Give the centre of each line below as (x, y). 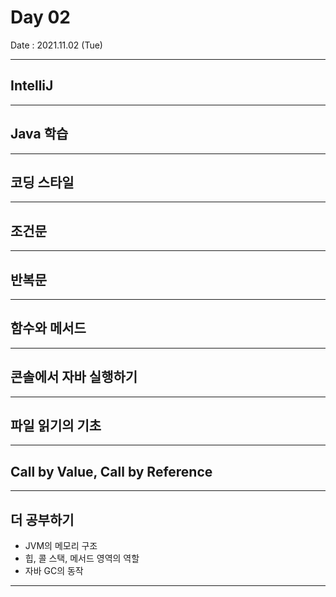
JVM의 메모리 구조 (61, 546)
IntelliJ (32, 86)
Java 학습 (39, 134)
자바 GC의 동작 (54, 571)
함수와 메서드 (48, 328)
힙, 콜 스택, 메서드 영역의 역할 (82, 558)
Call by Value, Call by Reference (111, 471)
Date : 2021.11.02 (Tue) (56, 45)
